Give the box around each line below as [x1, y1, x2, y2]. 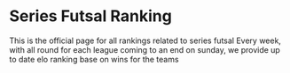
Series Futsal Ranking [9, 6, 173, 26]
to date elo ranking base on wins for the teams [9, 54, 179, 64]
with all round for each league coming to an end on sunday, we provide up [9, 44, 281, 55]
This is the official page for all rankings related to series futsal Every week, [9, 35, 282, 46]
